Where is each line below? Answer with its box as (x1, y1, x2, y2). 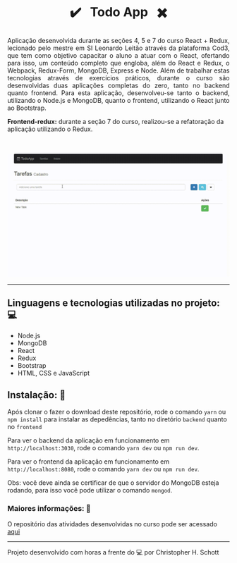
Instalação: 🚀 (7, 389, 66, 401)
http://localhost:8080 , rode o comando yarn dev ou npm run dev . (7, 465, 200, 474)
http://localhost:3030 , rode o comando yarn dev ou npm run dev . (7, 444, 200, 452)
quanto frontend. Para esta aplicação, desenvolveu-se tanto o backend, (7, 89, 230, 97)
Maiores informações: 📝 (7, 504, 91, 514)
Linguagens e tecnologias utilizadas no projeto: (7, 297, 220, 309)
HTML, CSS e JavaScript (17, 369, 90, 377)
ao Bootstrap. (7, 104, 47, 112)
